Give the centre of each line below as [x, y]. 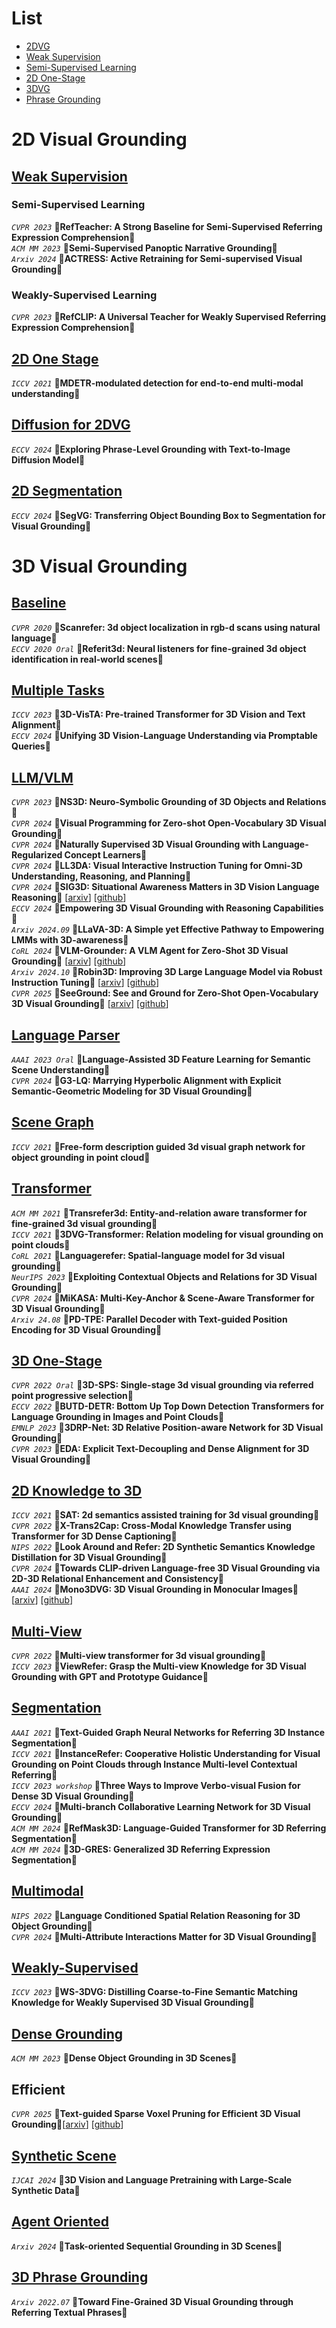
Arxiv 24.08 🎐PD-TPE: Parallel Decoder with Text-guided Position [149, 1319]
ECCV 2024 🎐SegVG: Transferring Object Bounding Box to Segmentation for [168, 515]
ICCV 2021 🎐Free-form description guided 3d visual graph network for [158, 1146]
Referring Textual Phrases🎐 [69, 2312]
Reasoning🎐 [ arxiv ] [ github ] [69, 898]
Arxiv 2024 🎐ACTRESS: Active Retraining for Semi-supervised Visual [157, 258]
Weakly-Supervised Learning [84, 295]
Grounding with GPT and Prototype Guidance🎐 [110, 1677]
